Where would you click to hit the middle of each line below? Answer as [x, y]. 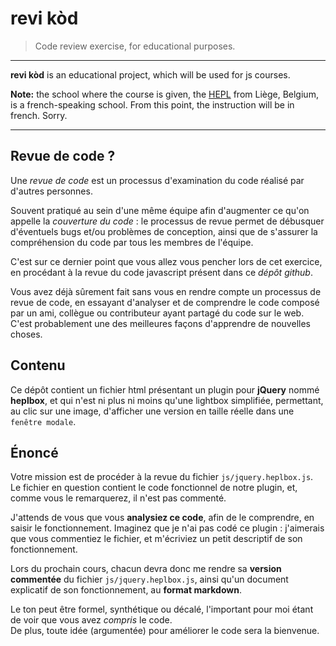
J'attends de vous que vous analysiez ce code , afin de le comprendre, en [162, 518]
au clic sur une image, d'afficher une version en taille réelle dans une [152, 411]
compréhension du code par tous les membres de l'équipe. [132, 242]
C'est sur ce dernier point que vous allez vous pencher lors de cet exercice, [166, 261]
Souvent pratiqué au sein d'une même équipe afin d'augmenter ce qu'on [160, 210]
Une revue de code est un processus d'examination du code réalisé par [157, 180]
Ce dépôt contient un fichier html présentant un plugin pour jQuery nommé [165, 389]
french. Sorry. [39, 115]
